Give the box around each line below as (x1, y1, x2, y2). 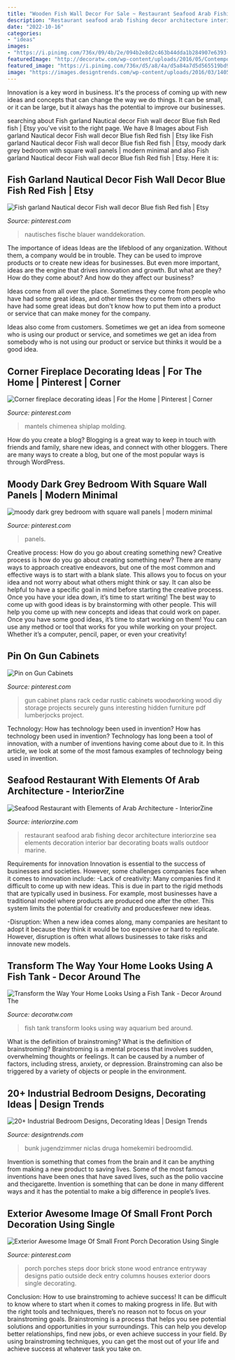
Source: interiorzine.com (7, 817, 78, 826)
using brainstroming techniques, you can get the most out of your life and (7, 1337, 219, 1345)
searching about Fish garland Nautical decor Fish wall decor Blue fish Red (7, 116, 220, 124)
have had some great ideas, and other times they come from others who (7, 294, 215, 303)
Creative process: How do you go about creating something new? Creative (7, 548, 222, 557)
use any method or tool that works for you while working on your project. (7, 622, 218, 631)
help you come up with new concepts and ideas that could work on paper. (7, 608, 221, 616)
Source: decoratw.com (7, 1010, 73, 1019)
